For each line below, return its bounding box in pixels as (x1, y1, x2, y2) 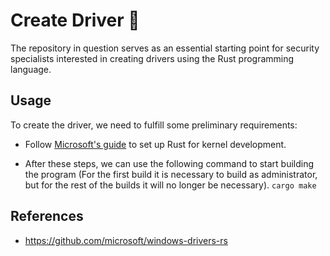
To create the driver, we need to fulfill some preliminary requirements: (10, 119, 298, 131)
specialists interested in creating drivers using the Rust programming (10, 52, 295, 64)
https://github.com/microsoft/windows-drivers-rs (24, 234, 228, 246)
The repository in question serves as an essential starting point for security (10, 42, 320, 54)
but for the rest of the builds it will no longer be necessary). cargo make (24, 179, 317, 191)
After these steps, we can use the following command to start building (24, 157, 315, 169)
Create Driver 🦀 (10, 9, 140, 32)
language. (10, 63, 52, 75)
